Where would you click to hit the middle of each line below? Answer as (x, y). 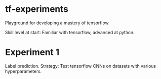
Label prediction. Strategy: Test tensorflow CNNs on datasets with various (80, 66)
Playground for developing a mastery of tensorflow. (57, 23)
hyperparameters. (23, 71)
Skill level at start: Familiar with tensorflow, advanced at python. (70, 32)
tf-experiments (37, 9)
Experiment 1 (32, 52)
